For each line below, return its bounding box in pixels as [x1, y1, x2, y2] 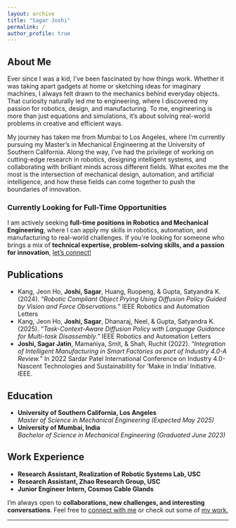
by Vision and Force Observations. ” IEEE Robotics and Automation [17, 303, 210, 311]
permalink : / [7, 23, 46, 30]
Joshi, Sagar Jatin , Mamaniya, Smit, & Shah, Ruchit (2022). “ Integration [17, 340, 226, 348]
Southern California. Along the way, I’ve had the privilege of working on [7, 148, 214, 157]
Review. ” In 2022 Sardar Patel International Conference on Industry [17, 355, 212, 363]
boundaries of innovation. [7, 185, 82, 194]
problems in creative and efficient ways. [7, 119, 123, 128]
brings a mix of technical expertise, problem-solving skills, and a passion [7, 241, 225, 249]
